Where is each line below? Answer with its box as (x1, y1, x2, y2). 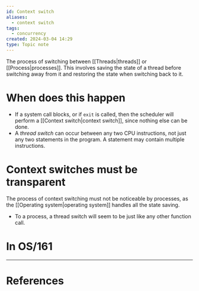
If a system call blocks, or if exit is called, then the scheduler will (14, 111, 174, 118)
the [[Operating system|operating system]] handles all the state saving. (6, 201, 180, 208)
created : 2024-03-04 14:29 (6, 36, 73, 42)
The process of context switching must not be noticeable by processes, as (6, 195, 188, 202)
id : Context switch (6, 8, 54, 15)
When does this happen (6, 91, 126, 105)
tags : (6, 25, 20, 31)
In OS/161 (6, 240, 53, 253)
